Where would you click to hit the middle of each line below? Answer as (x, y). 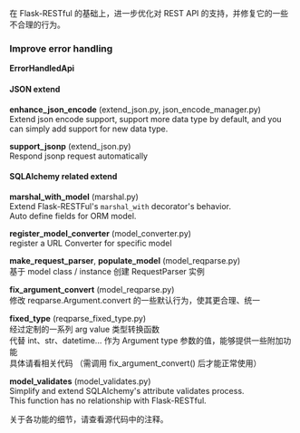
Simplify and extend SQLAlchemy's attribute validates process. (127, 390)
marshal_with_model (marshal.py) (74, 197)
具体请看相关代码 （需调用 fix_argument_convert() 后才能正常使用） (135, 363)
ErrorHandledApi (42, 68)
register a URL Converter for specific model (91, 243)
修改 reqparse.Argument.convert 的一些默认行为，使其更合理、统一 (135, 300)
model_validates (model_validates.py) (80, 381)
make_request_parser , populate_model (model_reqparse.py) (125, 260)
